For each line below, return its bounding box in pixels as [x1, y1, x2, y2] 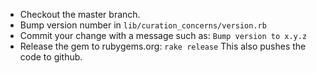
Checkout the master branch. [19, 9, 141, 20]
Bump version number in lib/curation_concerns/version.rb [19, 19, 267, 31]
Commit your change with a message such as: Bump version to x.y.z [19, 30, 308, 41]
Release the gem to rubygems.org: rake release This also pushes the [19, 40, 307, 52]
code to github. [19, 51, 83, 63]
